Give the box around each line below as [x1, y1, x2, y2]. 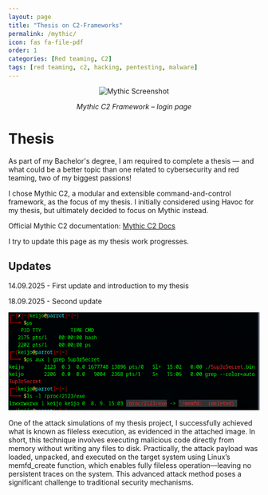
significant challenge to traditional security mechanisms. [8, 477, 194, 487]
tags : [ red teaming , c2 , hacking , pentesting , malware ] [8, 64, 198, 72]
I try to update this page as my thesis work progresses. [8, 236, 190, 246]
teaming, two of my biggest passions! [8, 172, 132, 183]
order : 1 [8, 46, 37, 55]
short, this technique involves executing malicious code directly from [8, 435, 235, 445]
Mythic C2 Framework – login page [76, 101, 192, 111]
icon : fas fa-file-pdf [8, 38, 84, 46]
